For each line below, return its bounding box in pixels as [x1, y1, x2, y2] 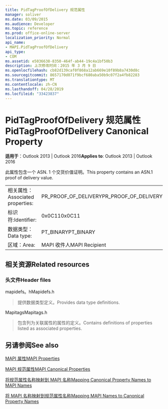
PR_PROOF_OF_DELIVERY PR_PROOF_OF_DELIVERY [41, 193, 163, 200]
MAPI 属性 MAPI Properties [5, 355, 60, 361]
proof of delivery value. [5, 175, 53, 181]
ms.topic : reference [5, 26, 48, 31]
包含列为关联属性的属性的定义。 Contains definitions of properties [17, 320, 152, 326]
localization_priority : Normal [5, 36, 70, 41]
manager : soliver [5, 12, 41, 17]
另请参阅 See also [5, 341, 59, 350]
